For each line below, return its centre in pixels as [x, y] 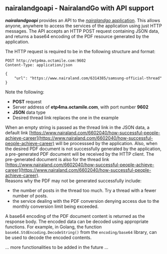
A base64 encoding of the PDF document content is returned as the [75, 216]
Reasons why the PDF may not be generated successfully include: [73, 181]
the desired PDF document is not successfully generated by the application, [83, 149]
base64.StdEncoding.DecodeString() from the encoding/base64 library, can [81, 232]
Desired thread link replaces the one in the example [65, 117]
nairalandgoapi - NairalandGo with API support [79, 8]
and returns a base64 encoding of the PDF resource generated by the [77, 36]
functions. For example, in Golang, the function [53, 227]
